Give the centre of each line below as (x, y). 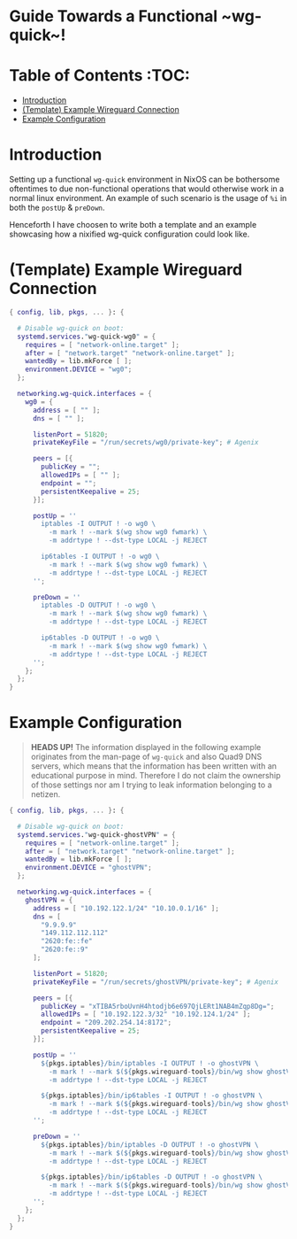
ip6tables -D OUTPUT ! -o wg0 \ (101, 638)
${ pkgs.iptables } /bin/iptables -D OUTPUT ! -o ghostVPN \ (150, 1144)
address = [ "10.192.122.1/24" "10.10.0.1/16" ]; (126, 908)
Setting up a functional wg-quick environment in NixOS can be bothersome (145, 180)
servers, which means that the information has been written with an (153, 766)
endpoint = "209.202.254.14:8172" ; (107, 1023)
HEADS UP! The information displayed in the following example (146, 747)
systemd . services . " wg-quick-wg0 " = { (87, 337)
